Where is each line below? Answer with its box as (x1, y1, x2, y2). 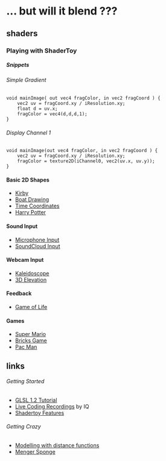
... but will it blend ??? (6, 4, 118, 18)
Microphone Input (14, 236, 60, 243)
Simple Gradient (6, 77, 46, 84)
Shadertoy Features (14, 409, 65, 416)
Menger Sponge (14, 448, 56, 456)
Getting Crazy (6, 423, 41, 430)
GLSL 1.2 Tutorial (14, 396, 57, 404)
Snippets (6, 62, 30, 69)
